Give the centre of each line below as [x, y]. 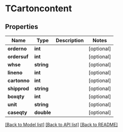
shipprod [18, 89]
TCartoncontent [39, 9]
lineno [15, 73]
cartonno [18, 80]
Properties [22, 27]
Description [70, 40]
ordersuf [18, 57]
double [43, 112]
